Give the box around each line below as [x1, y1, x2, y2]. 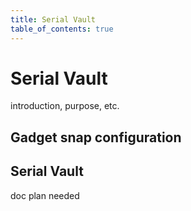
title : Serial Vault [10, 14, 97, 25]
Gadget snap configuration [10, 129, 182, 146]
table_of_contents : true [10, 24, 114, 34]
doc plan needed [10, 189, 80, 201]
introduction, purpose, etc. [10, 100, 120, 112]
